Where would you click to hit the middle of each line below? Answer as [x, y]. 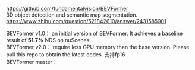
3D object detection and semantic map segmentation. [72, 15]
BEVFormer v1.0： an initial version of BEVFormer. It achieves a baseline [95, 33]
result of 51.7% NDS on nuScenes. [48, 40]
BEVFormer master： [32, 62]
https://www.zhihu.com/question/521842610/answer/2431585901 [86, 21]
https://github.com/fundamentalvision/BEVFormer [67, 9]
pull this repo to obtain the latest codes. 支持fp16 [66, 55]
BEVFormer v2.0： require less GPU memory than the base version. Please [98, 47]
